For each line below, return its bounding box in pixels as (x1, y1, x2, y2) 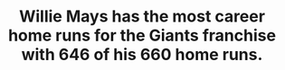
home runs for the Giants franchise (7, 25, 277, 46)
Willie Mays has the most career (18, 6, 266, 27)
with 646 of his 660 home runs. (21, 45, 263, 65)
